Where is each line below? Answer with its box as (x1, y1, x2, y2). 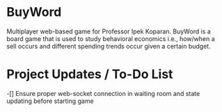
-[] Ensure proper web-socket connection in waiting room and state (6, 89, 200, 97)
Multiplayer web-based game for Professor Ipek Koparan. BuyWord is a (6, 27, 212, 35)
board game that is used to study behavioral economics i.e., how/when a (6, 34, 215, 42)
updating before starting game (6, 97, 95, 105)
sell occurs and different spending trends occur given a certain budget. (6, 42, 211, 50)
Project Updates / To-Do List (6, 67, 173, 82)
